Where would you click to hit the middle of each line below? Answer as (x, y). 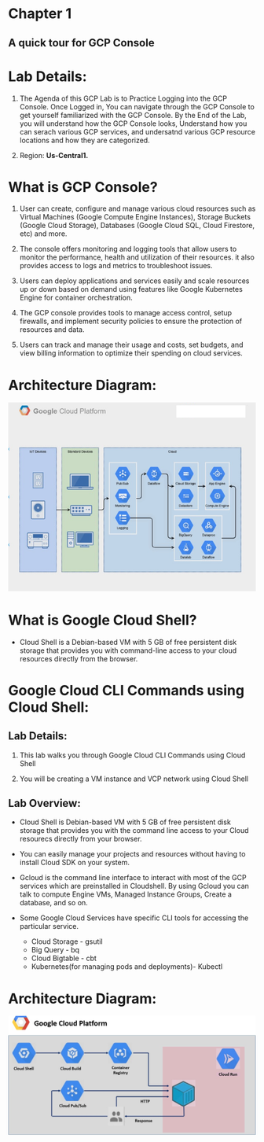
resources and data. (52, 330)
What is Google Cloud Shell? (103, 620)
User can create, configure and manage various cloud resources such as (137, 208)
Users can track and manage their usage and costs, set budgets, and (131, 345)
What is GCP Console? (83, 187)
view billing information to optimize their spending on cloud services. (131, 353)
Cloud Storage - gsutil (67, 941)
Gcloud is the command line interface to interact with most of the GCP (133, 878)
